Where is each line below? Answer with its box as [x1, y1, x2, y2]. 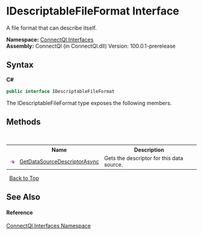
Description [134, 146, 164, 153]
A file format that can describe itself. [6, 24, 97, 31]
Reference [6, 208, 33, 216]
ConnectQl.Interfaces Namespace [6, 222, 91, 230]
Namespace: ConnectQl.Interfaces [6, 36, 94, 43]
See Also [6, 192, 40, 202]
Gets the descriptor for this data [104, 155, 184, 162]
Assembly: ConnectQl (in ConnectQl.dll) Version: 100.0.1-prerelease [6, 42, 176, 50]
